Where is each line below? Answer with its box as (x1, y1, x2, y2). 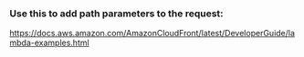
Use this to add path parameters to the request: (9, 7, 224, 20)
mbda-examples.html (9, 37, 89, 48)
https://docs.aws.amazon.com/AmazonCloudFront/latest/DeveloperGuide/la (9, 28, 295, 39)
